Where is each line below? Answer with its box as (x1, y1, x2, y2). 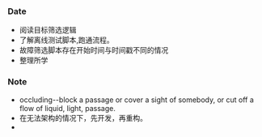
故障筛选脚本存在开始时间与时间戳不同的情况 (19, 45, 169, 55)
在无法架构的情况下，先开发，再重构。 (19, 113, 147, 122)
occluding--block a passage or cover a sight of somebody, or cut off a (19, 95, 254, 105)
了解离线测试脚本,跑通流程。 (19, 35, 114, 45)
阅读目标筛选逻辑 (19, 25, 77, 35)
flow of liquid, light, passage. (19, 103, 116, 113)
